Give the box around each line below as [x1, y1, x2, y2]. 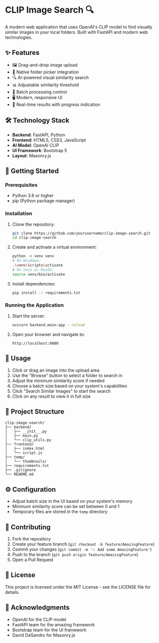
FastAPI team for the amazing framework [12, 621, 95, 627]
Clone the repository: [12, 221, 55, 227]
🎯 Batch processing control [12, 89, 67, 95]
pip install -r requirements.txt [12, 290, 81, 295]
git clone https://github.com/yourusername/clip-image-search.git [12, 231, 151, 236]
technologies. [5, 34, 33, 40]
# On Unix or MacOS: [12, 267, 54, 272]
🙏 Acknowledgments [5, 603, 70, 612]
